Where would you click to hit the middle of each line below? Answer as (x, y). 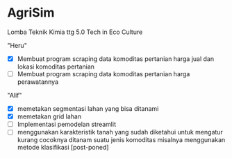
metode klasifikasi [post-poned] (63, 148)
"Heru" (17, 45)
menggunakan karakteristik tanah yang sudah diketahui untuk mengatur (120, 132)
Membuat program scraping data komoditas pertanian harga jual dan (115, 59)
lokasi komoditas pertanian (56, 67)
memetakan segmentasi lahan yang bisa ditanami (88, 109)
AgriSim (31, 13)
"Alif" (15, 96)
